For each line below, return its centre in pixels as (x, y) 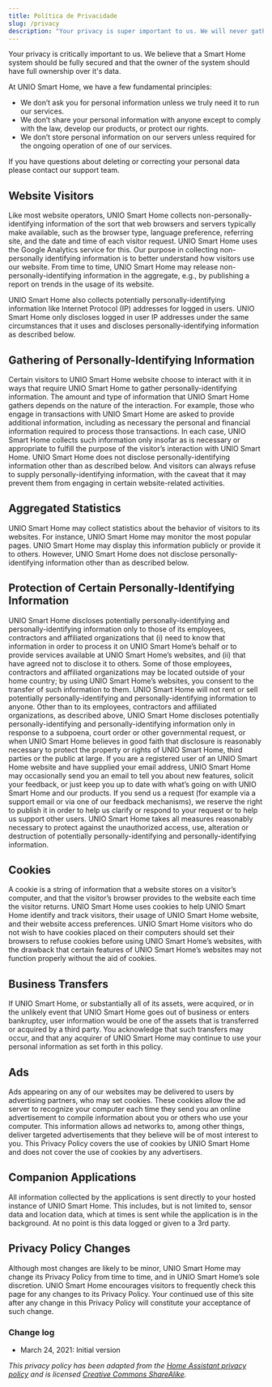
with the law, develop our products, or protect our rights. (114, 129)
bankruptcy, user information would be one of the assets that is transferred (134, 1021)
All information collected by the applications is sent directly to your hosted (132, 1197)
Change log (32, 1332)
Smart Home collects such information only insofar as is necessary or (124, 440)
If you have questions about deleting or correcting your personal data (124, 162)
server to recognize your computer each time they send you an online (125, 1109)
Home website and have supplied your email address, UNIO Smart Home (130, 767)
